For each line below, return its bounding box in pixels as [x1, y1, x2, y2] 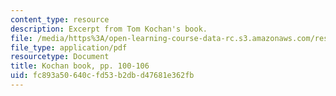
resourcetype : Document [10, 52, 110, 62]
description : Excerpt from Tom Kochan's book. [10, 24, 208, 34]
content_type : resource [10, 14, 110, 25]
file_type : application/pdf [10, 42, 128, 53]
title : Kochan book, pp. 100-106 [10, 61, 150, 71]
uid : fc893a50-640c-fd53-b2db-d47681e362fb [10, 71, 195, 81]
